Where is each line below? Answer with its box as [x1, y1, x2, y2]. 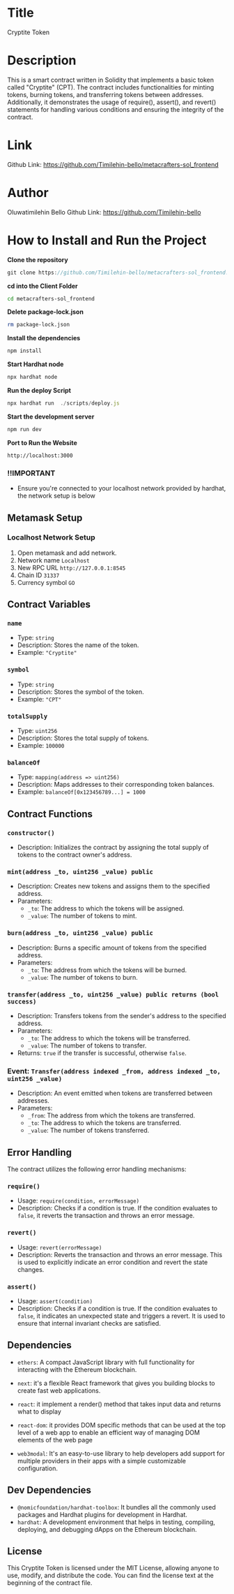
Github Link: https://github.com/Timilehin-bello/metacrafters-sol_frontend [7, 160, 219, 168]
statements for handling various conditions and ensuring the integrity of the [7, 105, 224, 113]
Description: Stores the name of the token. [17, 641, 139, 649]
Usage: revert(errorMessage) [17, 1242, 102, 1252]
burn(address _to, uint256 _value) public [7, 929, 153, 937]
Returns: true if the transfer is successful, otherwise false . [17, 1048, 187, 1057]
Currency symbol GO [17, 578, 75, 586]
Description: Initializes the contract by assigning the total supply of [17, 843, 209, 852]
